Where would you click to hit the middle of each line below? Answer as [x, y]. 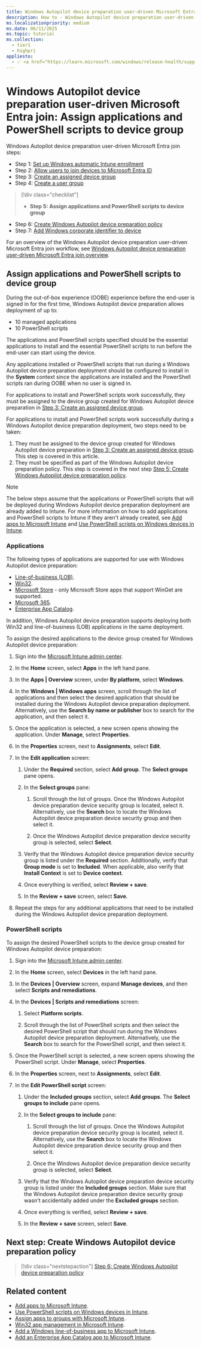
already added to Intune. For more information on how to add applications [97, 511]
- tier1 [21, 45]
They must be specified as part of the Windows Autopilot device [94, 463]
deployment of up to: [32, 310]
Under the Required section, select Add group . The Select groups [106, 769]
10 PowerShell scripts [41, 328]
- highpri [24, 51]
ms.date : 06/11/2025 [32, 28]
